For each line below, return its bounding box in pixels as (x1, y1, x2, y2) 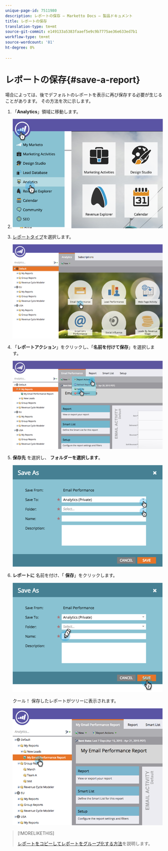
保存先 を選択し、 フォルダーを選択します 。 (12, 455, 103, 461)
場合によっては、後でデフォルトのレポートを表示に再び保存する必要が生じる (5, 92, 162, 98)
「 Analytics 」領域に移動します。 (12, 108, 81, 115)
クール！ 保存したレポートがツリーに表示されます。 (12, 698, 119, 704)
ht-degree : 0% (5, 45, 35, 50)
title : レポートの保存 (5, 19, 47, 24)
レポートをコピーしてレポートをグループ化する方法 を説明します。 (17, 840, 153, 846)
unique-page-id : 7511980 (5, 8, 57, 13)
